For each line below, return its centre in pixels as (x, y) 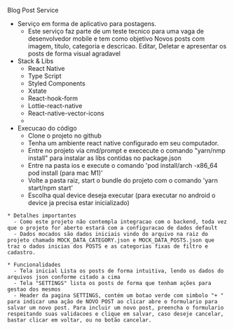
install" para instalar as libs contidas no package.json (105, 158)
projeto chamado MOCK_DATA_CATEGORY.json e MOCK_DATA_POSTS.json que (111, 240)
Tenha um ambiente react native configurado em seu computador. (123, 143)
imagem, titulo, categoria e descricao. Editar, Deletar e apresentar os (127, 46)
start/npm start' (50, 188)
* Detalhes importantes (42, 216)
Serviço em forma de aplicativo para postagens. (87, 24)
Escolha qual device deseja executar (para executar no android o (122, 195)
